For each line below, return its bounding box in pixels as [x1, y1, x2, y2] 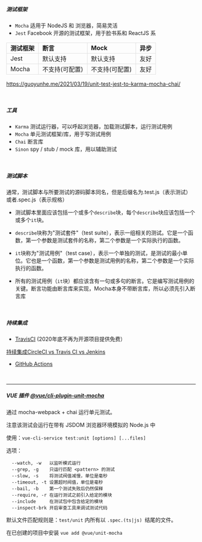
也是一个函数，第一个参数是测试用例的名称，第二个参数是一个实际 [31, 257, 194, 264]
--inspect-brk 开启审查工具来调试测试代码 [11, 505, 108, 511]
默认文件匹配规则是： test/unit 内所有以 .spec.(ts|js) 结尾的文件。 [6, 516, 177, 523]
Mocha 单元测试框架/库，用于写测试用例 [14, 130, 111, 137]
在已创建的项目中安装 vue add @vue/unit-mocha [6, 529, 123, 536]
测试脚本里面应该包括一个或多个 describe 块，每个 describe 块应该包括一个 [14, 209, 195, 216]
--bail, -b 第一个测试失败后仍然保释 [11, 485, 103, 491]
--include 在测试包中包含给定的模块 [11, 498, 103, 505]
